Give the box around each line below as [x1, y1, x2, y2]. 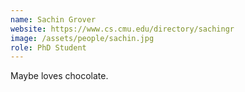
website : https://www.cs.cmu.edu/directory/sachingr [10, 24, 235, 34]
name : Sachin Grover [10, 14, 97, 25]
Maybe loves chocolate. [10, 70, 109, 82]
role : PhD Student [10, 42, 87, 53]
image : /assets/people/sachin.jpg [10, 33, 155, 43]
